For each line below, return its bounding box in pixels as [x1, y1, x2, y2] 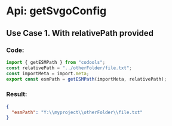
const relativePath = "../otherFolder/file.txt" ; [6, 64, 133, 71]
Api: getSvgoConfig [6, 4, 107, 18]
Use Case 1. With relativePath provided [6, 28, 154, 38]
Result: [6, 90, 27, 99]
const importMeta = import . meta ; [6, 70, 90, 76]
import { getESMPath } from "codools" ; [6, 59, 106, 65]
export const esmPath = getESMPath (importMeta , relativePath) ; [6, 76, 167, 82]
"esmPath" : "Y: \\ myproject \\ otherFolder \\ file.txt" [11, 109, 143, 115]
